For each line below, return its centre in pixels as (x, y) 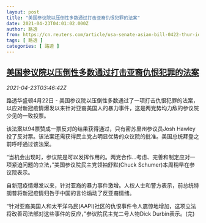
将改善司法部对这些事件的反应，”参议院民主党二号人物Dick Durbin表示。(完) (101, 214)
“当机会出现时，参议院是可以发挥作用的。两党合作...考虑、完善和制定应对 (98, 157)
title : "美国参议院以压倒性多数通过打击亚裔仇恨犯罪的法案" (73, 18)
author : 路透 (22, 29)
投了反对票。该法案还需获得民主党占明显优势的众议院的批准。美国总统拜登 (100, 136)
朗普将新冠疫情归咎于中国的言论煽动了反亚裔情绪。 (71, 193)
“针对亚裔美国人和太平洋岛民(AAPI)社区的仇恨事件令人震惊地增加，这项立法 (101, 206)
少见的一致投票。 (28, 115)
